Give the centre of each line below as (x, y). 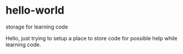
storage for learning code (37, 27)
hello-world (35, 10)
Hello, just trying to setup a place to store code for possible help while (91, 38)
